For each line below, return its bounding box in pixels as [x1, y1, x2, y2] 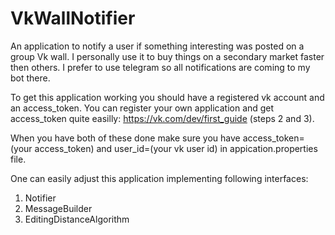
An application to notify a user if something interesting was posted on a [10, 40, 305, 52]
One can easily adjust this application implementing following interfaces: [10, 172, 309, 184]
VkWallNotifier [10, 7, 136, 30]
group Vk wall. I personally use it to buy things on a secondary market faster [10, 50, 325, 62]
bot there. [10, 72, 51, 84]
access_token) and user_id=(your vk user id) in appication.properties [34, 142, 318, 154]
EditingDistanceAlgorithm [24, 213, 130, 225]
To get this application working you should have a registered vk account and [10, 91, 325, 103]
